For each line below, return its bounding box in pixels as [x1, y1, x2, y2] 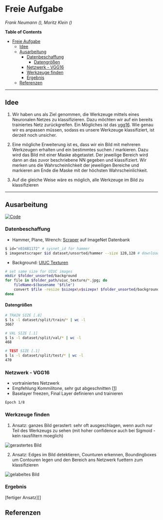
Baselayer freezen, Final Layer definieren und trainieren [12, 390, 123, 396]
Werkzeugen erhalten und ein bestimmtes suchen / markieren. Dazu [12, 147, 149, 152]
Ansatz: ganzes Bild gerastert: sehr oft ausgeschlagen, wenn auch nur [12, 422, 153, 428]
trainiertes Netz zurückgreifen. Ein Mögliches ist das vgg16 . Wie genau [12, 122, 154, 128]
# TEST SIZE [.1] [5, 349, 40, 353]
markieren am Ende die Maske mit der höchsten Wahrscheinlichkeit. [12, 167, 148, 173]
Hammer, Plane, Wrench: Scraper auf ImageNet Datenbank [12, 237, 130, 242]
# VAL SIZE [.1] [5, 331, 38, 335]
